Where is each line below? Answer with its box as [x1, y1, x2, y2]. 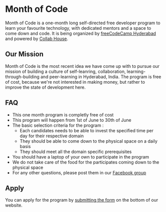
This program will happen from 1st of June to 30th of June [12, 117, 132, 123]
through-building [5, 73, 40, 80]
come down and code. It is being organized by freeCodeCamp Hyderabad [5, 30, 156, 36]
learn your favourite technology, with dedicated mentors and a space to [5, 25, 152, 31]
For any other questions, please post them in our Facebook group [12, 169, 146, 175]
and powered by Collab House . [5, 36, 68, 42]
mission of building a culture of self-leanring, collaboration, [5, 68, 126, 74]
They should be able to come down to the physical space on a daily [19, 138, 158, 144]
